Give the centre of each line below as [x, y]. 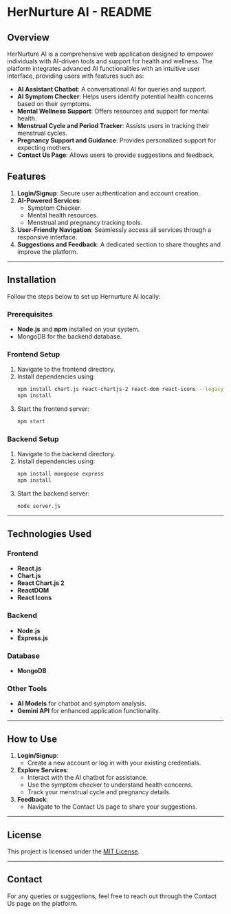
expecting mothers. [45, 148]
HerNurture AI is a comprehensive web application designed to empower [110, 54]
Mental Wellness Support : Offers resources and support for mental [113, 111]
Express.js [32, 638]
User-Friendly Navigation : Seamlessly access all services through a [114, 230]
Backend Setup [33, 439]
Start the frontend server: [53, 408]
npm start [31, 421]
